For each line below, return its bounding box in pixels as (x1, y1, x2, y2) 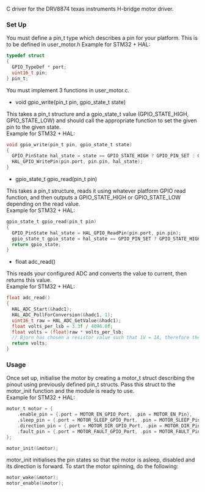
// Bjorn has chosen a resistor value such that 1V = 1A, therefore (12, 335, 190, 341)
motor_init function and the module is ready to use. (6, 387, 135, 395)
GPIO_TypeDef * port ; (12, 64, 67, 70)
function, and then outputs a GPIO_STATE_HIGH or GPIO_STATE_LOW (6, 194, 181, 201)
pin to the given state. (6, 123, 61, 130)
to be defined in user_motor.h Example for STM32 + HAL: (6, 41, 151, 48)
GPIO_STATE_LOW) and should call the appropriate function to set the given (6, 116, 197, 124)
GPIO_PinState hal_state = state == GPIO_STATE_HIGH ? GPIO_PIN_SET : (12, 153, 195, 159)
